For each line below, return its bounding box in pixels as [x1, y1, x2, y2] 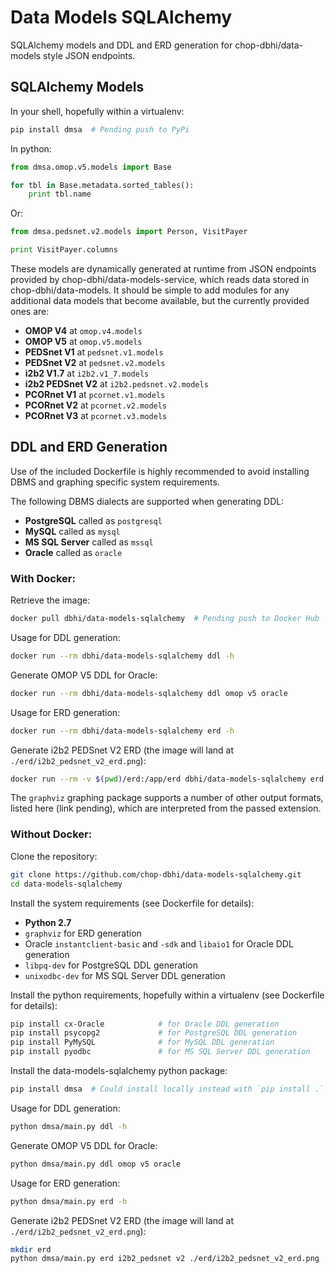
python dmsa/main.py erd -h [10, 1196, 128, 1206]
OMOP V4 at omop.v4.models [24, 325, 143, 336]
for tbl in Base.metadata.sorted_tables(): [10, 180, 195, 190]
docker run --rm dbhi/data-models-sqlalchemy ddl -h [10, 651, 235, 661]
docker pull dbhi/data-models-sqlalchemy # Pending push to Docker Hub [10, 614, 320, 624]
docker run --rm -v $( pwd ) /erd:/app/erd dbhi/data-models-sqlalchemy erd [10, 774, 325, 784]
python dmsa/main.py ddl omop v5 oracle [10, 1159, 182, 1169]
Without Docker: [10, 827, 93, 841]
